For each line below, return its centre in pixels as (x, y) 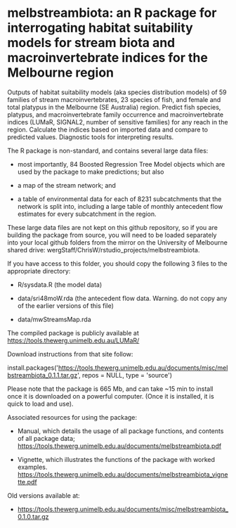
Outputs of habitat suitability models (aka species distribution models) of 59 (117, 92)
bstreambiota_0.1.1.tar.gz (42, 375)
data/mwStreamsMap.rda (54, 319)
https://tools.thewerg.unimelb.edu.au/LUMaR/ (73, 340)
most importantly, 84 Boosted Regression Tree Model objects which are (121, 164)
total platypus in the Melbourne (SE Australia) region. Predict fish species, (114, 107)
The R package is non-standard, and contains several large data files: (108, 150)
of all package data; (46, 438)
